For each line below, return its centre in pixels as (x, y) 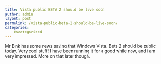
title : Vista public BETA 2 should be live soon (55, 9)
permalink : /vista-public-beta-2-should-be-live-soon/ (61, 23)
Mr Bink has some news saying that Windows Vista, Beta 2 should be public (80, 46)
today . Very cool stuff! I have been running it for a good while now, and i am (80, 51)
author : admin (19, 14)
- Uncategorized (26, 32)
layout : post (18, 18)
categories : (17, 28)
